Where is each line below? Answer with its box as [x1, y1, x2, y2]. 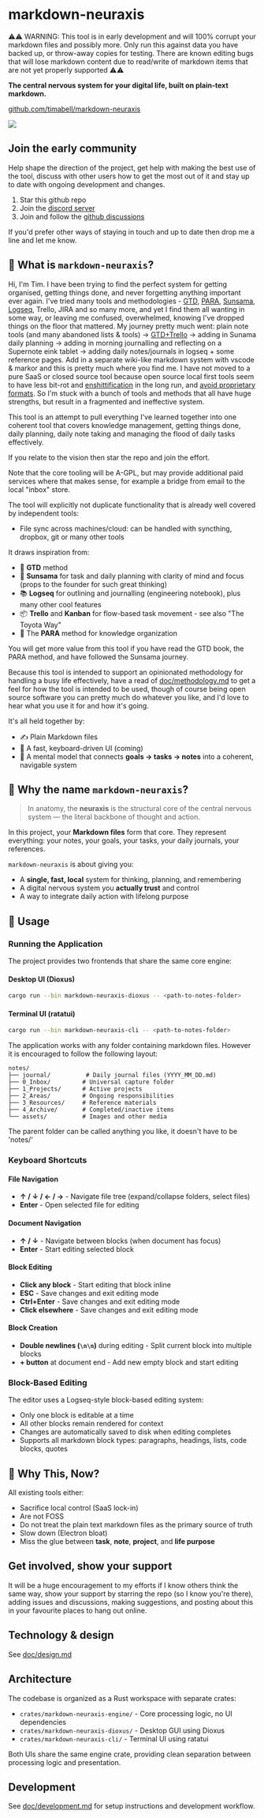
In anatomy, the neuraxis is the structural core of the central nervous [27, 804, 252, 813]
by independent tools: [8, 508, 80, 518]
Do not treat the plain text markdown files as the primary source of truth [19, 1520, 254, 1530]
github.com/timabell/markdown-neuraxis [8, 104, 141, 114]
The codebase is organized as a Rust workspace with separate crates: [8, 1693, 236, 1703]
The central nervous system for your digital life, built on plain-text [8, 81, 229, 90]
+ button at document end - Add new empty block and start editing [19, 1357, 239, 1367]
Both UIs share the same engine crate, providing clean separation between [8, 1749, 251, 1759]
